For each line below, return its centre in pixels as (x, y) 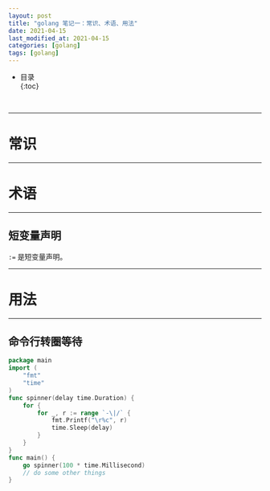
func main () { (32, 458)
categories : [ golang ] (45, 46)
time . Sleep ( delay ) (82, 428)
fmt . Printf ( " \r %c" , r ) (89, 420)
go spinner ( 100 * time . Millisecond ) (84, 465)
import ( (23, 368)
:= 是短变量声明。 (38, 256)
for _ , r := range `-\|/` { (84, 413)
